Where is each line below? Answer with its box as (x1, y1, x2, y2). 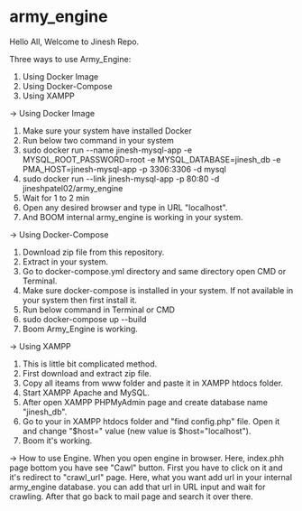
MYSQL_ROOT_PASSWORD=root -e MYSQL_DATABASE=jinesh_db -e (22, 153, 281, 164)
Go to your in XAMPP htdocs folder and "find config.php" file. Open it (22, 415, 280, 426)
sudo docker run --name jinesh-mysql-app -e (22, 144, 192, 155)
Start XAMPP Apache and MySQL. (22, 386, 151, 398)
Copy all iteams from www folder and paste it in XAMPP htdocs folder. (22, 377, 284, 388)
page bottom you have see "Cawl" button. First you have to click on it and (9, 462, 283, 473)
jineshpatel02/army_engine (22, 182, 124, 193)
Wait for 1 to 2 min (22, 192, 90, 203)
